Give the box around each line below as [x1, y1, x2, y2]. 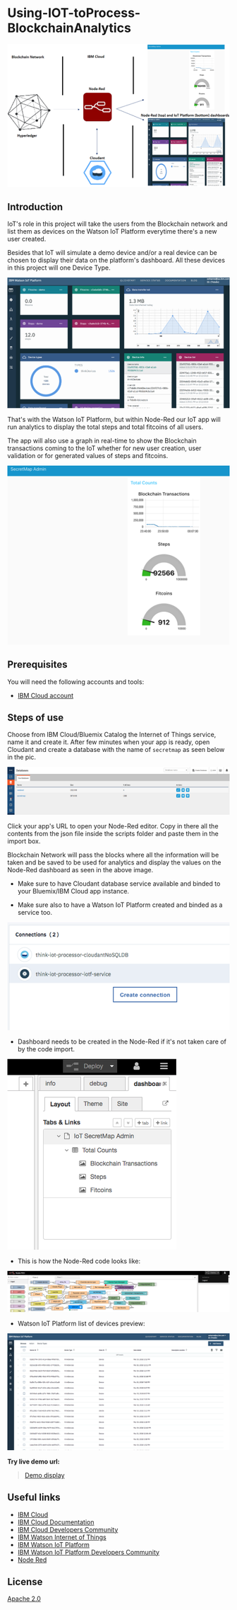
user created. [7, 235, 47, 244]
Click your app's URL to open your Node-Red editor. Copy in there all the [7, 821, 219, 830]
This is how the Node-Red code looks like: [17, 1257, 141, 1265]
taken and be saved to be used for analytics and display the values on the [7, 858, 221, 867]
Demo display [24, 1471, 65, 1479]
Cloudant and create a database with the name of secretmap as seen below [7, 746, 225, 754]
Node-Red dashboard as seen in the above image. [7, 865, 154, 874]
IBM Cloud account [17, 691, 74, 700]
